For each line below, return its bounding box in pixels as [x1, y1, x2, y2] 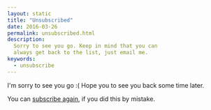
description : [7, 36, 45, 43]
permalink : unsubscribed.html [7, 29, 96, 37]
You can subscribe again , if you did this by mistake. [7, 95, 156, 103]
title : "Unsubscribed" [7, 17, 73, 24]
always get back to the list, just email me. [13, 49, 149, 56]
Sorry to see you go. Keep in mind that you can [13, 42, 158, 49]
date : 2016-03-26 [7, 23, 58, 30]
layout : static [7, 10, 52, 17]
